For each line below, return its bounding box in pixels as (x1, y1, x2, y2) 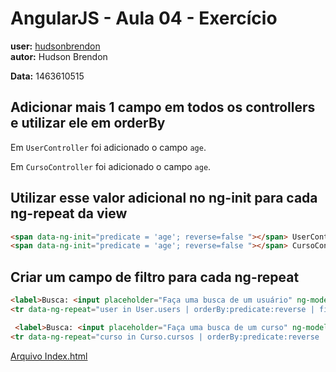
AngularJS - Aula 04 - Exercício (10, 7, 278, 30)
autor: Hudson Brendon (10, 50, 108, 62)
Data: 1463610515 (10, 70, 85, 82)
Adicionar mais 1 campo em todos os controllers (10, 99, 316, 116)
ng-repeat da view (10, 205, 128, 222)
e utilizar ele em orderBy (10, 115, 166, 132)
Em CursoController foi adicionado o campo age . (10, 160, 212, 172)
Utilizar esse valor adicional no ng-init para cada (10, 190, 318, 207)
